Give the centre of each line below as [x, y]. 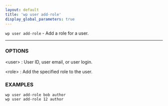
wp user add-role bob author [35, 95]
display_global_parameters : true [40, 19]
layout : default [22, 10]
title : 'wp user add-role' [33, 14]
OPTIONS [17, 51]
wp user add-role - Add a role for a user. [47, 33]
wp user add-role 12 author [34, 99]
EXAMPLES [19, 84]
